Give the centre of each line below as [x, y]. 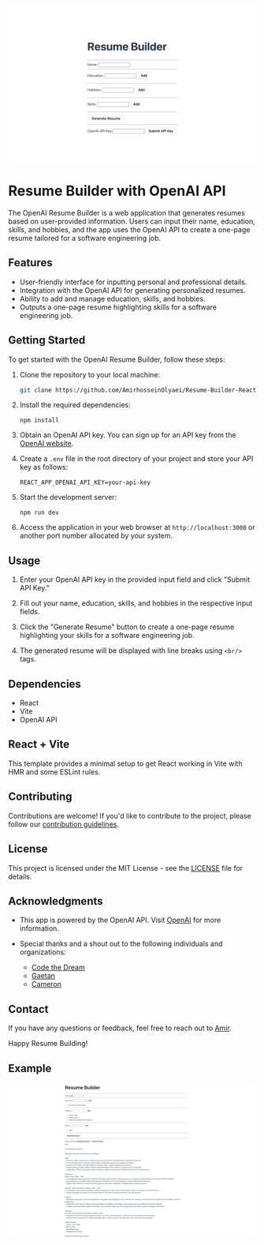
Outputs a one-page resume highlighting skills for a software [118, 307]
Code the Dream [58, 967]
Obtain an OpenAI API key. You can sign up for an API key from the [128, 435]
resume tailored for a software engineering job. [85, 238]
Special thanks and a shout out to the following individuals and [121, 944]
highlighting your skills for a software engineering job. [107, 636]
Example [30, 1068]
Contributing [40, 797]
